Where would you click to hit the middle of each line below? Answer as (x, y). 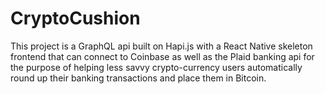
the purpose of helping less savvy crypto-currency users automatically (156, 67)
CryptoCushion (75, 18)
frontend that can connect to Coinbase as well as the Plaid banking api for (162, 56)
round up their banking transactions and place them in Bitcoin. (138, 78)
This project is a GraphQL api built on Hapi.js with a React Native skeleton (161, 46)
